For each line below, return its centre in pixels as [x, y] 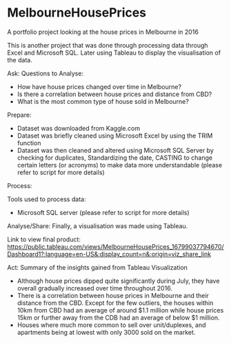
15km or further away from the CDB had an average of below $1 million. [118, 317]
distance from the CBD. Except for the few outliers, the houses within [115, 303]
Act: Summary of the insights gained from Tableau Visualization [98, 267]
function [29, 142]
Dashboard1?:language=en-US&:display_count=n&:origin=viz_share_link [109, 254]
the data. [20, 59]
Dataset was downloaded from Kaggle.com [78, 128]
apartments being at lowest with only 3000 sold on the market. [106, 332]
